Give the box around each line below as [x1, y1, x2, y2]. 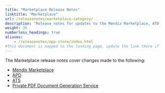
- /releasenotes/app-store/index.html [14, 39, 93, 44]
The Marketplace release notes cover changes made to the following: [5, 57, 146, 63]
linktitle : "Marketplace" [5, 12, 58, 17]
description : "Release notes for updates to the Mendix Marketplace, [5, 21, 151, 26]
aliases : [5, 35, 23, 40]
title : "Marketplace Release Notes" [5, 7, 80, 12]
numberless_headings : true [5, 30, 60, 35]
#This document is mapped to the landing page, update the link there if [5, 44, 160, 49]
